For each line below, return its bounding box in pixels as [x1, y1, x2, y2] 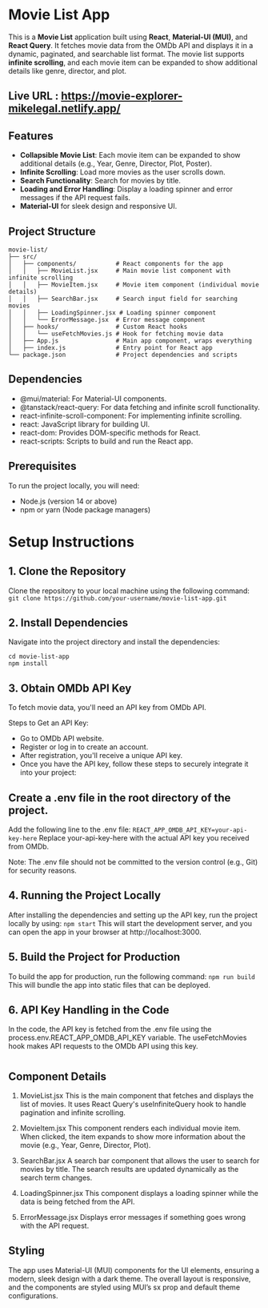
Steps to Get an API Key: [8, 718, 90, 728]
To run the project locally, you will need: [8, 480, 140, 490]
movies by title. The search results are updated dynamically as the [19, 1165, 239, 1174]
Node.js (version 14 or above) [19, 496, 118, 506]
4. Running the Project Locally [8, 889, 162, 902]
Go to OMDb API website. [19, 734, 104, 744]
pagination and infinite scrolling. [19, 1108, 126, 1117]
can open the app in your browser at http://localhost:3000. [8, 927, 202, 937]
